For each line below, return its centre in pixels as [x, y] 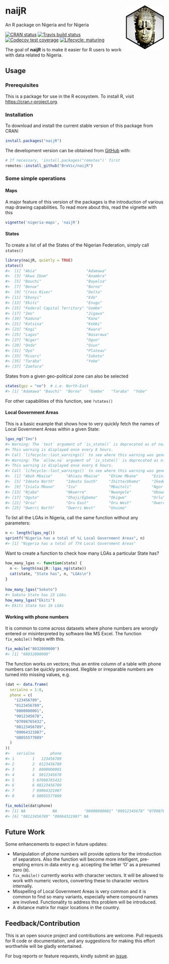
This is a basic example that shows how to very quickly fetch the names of [82, 424]
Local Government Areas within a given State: [53, 429]
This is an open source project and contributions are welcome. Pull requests [84, 936]
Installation [19, 114]
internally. [23, 886]
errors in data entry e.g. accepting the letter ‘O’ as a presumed [96, 865]
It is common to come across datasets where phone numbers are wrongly [82, 628]
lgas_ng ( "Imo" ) [21, 439]
